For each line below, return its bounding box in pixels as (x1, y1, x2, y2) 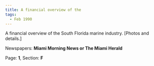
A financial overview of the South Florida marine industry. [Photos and (5, 30, 150, 36)
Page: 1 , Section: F (5, 55, 43, 61)
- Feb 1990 (9, 16, 32, 21)
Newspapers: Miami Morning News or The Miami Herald (5, 45, 123, 51)
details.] (5, 35, 22, 41)
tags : (5, 12, 16, 17)
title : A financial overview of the (5, 7, 81, 12)
